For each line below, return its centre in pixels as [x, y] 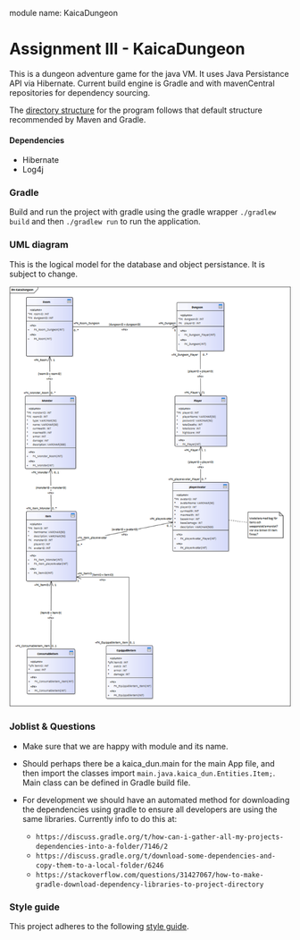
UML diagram [39, 245]
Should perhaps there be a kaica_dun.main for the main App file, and [148, 763]
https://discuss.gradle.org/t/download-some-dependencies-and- [156, 856]
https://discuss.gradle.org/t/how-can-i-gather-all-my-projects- [159, 837]
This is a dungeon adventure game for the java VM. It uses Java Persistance [149, 73]
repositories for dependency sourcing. [80, 92]
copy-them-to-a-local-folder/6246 [100, 865]
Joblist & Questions [53, 726]
